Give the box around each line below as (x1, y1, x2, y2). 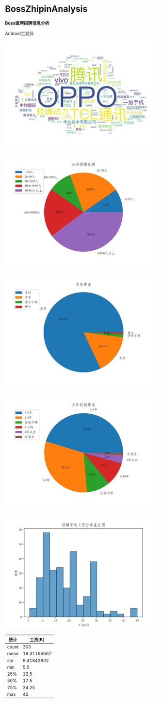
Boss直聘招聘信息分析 (5, 20, 49, 26)
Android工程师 (5, 30, 34, 36)
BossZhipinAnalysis (5, 3, 88, 15)
